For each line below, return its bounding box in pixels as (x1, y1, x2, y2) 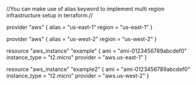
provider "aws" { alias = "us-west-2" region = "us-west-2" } (6, 35, 157, 42)
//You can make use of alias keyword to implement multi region (6, 6, 165, 12)
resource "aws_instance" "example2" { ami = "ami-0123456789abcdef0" (6, 65, 191, 73)
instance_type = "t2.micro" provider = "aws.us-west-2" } (6, 72, 150, 79)
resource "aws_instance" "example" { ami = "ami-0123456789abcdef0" (6, 47, 187, 54)
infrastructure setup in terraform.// (6, 12, 93, 19)
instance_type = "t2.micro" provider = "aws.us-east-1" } (6, 54, 147, 61)
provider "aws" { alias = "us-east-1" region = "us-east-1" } (6, 24, 153, 31)
